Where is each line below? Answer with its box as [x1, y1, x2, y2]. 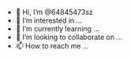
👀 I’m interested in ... [15, 16, 83, 25]
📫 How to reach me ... [15, 42, 89, 50]
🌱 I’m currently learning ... [15, 24, 100, 33]
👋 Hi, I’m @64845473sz [15, 8, 93, 16]
